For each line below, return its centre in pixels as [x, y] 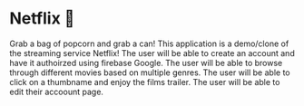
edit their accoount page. [57, 92]
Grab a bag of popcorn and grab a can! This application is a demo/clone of [149, 43]
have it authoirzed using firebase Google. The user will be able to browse [146, 63]
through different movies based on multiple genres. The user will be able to [150, 72]
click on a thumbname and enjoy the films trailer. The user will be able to [145, 82]
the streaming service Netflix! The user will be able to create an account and [152, 53]
